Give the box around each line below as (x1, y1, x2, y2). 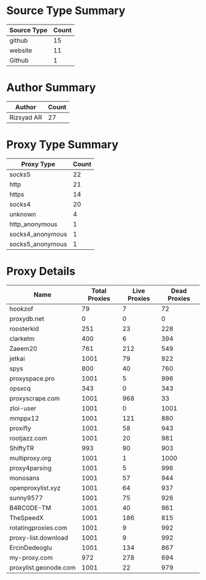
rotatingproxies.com (9, 523, 67, 532)
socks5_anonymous (9, 239, 67, 248)
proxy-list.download (9, 533, 69, 542)
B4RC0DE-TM (9, 503, 51, 512)
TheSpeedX (9, 513, 44, 522)
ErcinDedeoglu (9, 543, 52, 552)
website (9, 46, 32, 55)
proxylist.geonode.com (9, 563, 76, 571)
